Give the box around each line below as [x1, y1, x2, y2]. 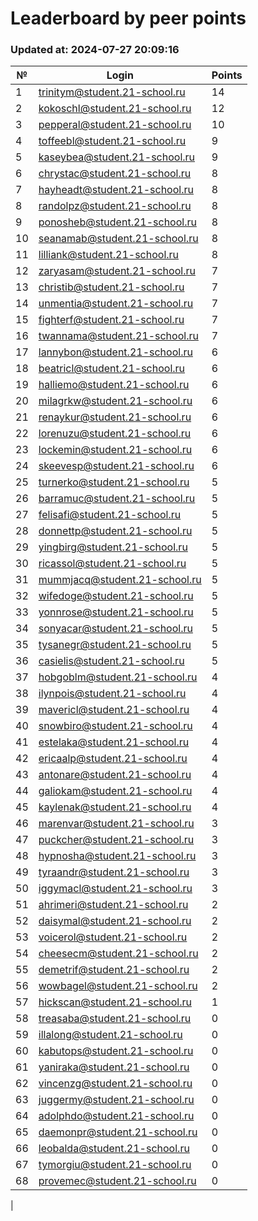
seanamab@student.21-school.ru [38, 232, 199, 246]
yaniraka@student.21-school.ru [38, 1060, 190, 1074]
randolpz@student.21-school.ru [38, 199, 192, 213]
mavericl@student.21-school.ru [38, 703, 190, 717]
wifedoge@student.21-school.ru [38, 589, 194, 603]
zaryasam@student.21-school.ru [38, 264, 196, 278]
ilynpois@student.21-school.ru [38, 687, 187, 701]
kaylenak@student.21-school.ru [38, 800, 192, 814]
